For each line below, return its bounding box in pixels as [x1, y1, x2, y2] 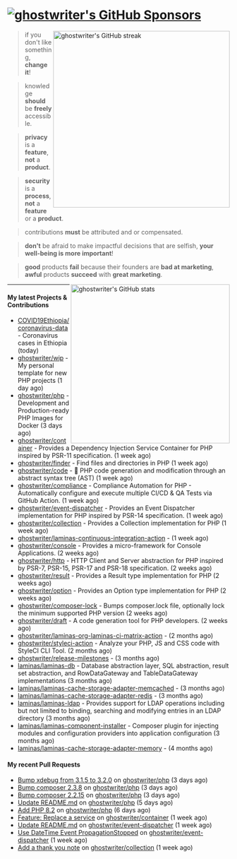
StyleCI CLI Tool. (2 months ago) [17, 646, 113, 655]
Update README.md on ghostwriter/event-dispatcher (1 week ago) [17, 821, 212, 829]
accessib [24, 112, 51, 120]
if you [24, 30, 42, 39]
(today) [17, 346, 39, 355]
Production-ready [17, 406, 69, 415]
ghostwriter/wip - [17, 354, 68, 362]
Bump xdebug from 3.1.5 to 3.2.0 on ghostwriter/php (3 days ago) [17, 776, 208, 784]
